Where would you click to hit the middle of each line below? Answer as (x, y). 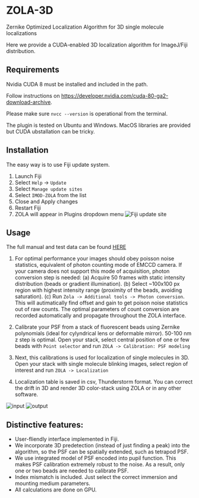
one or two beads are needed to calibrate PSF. (72, 471)
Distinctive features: (45, 424)
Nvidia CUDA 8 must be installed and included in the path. (77, 84)
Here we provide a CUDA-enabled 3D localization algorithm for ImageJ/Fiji (97, 45)
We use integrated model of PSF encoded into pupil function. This (95, 458)
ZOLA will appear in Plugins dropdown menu (69, 214)
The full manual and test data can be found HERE (66, 247)
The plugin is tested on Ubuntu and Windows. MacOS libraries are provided (99, 125)
